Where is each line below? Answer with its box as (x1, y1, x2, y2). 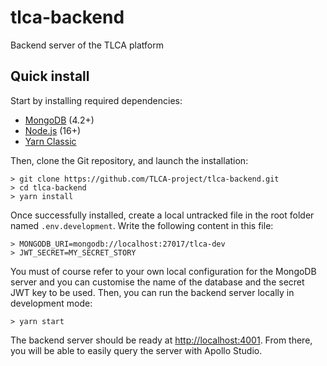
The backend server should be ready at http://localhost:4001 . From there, (10, 334, 313, 346)
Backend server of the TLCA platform (10, 39, 164, 51)
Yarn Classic (24, 135, 77, 147)
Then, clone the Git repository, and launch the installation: (10, 154, 249, 166)
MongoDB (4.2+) (24, 114, 95, 126)
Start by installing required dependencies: (10, 94, 183, 106)
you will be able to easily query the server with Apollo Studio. (10, 344, 263, 356)
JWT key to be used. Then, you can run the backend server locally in (10, 286, 295, 298)
